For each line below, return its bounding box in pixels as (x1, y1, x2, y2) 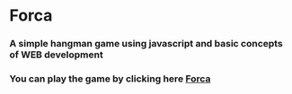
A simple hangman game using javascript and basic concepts (9, 38, 283, 50)
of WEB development (9, 48, 103, 61)
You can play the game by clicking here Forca (9, 73, 211, 85)
